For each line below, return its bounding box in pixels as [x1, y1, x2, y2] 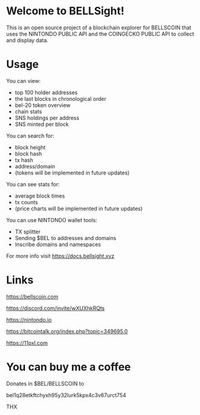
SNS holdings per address [14, 114, 79, 121]
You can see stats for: [6, 180, 60, 187]
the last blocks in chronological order [14, 95, 106, 102]
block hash [14, 150, 42, 157]
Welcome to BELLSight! [6, 4, 125, 18]
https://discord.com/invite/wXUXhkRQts [6, 305, 105, 312]
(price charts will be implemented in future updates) [14, 205, 143, 212]
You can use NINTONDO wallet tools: [6, 216, 97, 223]
